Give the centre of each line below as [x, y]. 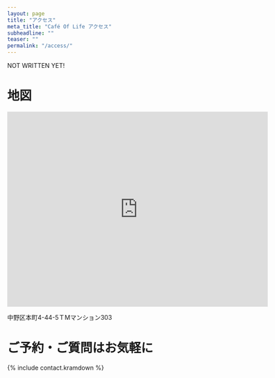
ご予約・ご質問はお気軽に [81, 348]
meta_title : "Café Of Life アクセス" [60, 26]
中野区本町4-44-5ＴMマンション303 [60, 317]
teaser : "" [23, 40]
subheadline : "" [31, 33]
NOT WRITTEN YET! [36, 66]
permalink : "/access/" [40, 46]
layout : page [26, 14]
